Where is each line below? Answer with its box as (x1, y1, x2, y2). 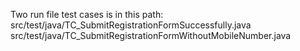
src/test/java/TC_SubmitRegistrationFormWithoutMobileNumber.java (10, 30, 292, 41)
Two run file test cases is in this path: (10, 9, 164, 20)
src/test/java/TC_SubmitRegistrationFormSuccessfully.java (10, 19, 252, 31)
